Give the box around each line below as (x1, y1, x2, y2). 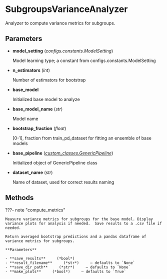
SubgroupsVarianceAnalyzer (5, 3, 128, 15)
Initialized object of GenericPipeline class (12, 159, 97, 165)
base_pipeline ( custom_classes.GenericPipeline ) (12, 150, 113, 156)
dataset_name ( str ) (12, 169, 53, 175)
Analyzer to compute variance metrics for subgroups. (5, 20, 115, 26)
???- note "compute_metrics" (5, 206, 66, 213)
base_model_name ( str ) (12, 106, 63, 112)
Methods (5, 193, 34, 202)
